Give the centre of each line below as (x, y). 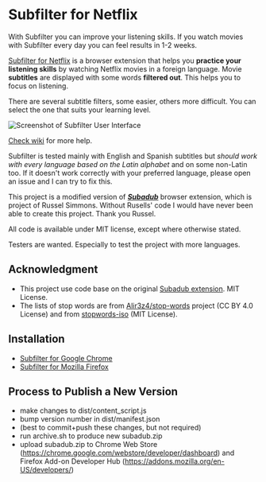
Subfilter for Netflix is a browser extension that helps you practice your (125, 60)
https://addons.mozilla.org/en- (174, 461)
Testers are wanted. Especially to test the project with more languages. (124, 244)
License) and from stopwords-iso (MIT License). (98, 314)
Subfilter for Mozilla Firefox (64, 367)
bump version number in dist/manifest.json (90, 419)
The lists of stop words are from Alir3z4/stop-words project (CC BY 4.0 (136, 305)
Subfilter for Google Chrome (66, 358)
